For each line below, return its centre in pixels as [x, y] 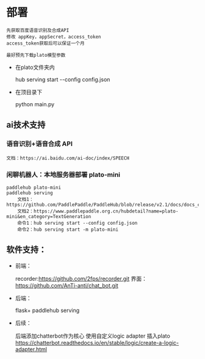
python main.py [35, 104]
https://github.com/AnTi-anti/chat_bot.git [67, 285]
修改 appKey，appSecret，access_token [54, 37]
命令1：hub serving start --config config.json [77, 223]
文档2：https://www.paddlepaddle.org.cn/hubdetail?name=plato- [98, 211]
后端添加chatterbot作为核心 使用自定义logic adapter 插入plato [93, 336]
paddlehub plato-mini [34, 187]
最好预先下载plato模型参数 [36, 55]
